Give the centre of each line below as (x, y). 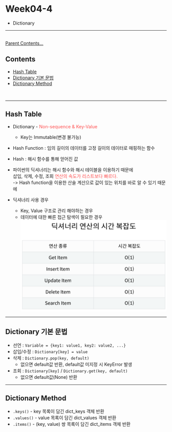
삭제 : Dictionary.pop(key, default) (51, 358)
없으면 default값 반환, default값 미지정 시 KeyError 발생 (76, 364)
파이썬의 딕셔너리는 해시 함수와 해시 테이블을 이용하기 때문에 (73, 170)
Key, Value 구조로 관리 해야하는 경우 (57, 211)
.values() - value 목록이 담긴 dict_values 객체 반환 (64, 418)
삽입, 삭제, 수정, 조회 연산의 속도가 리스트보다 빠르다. (65, 176)
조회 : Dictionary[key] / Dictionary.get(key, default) (70, 371)
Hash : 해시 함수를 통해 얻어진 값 (45, 158)
